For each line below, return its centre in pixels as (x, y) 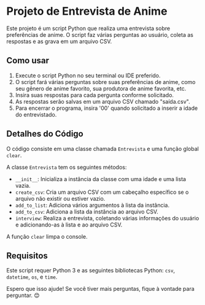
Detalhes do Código (45, 134)
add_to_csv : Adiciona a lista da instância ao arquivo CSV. (87, 211)
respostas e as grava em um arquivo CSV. (59, 41)
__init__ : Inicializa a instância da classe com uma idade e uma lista (100, 179)
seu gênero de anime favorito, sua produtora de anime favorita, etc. (101, 88)
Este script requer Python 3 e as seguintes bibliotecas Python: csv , (91, 271)
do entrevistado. (36, 114)
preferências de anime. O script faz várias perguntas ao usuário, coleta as (100, 34)
